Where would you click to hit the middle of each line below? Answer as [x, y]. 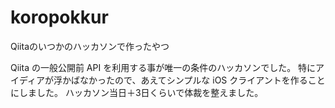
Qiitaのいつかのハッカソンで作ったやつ [90, 46]
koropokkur [59, 17]
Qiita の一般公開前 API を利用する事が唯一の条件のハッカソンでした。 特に [163, 67]
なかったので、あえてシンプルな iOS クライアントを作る [193, 80]
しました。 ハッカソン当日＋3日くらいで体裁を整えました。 [141, 92]
